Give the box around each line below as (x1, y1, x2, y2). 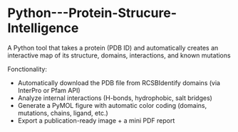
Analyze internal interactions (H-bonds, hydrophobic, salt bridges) (17, 94, 212, 102)
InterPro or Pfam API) (17, 86, 81, 94)
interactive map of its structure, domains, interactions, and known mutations (7, 51, 231, 60)
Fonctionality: (7, 65, 48, 73)
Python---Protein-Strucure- (7, 5, 177, 21)
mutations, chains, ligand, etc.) (17, 109, 108, 117)
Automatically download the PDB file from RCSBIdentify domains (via (17, 78, 221, 87)
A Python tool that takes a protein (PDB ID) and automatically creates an (7, 43, 219, 52)
